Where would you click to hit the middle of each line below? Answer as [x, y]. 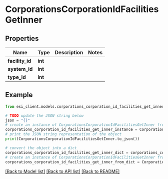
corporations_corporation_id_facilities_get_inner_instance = [71, 130]
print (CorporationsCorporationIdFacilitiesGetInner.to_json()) [72, 139]
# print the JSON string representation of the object [63, 134]
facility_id [19, 61]
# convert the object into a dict [41, 148]
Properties [22, 38]
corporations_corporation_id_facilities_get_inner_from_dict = [72, 162]
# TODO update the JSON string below [44, 116]
